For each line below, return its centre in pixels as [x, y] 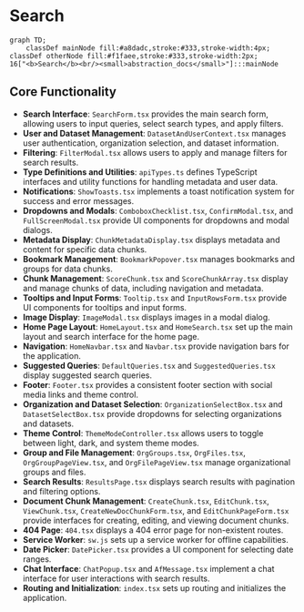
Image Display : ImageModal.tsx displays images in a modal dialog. [146, 317]
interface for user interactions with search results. [117, 578]
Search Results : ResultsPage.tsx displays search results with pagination [159, 481]
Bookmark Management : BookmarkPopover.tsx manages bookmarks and [159, 259]
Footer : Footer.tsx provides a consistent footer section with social [147, 384]
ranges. [37, 559]
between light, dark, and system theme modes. [111, 443]
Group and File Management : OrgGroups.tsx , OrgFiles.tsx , [134, 453]
